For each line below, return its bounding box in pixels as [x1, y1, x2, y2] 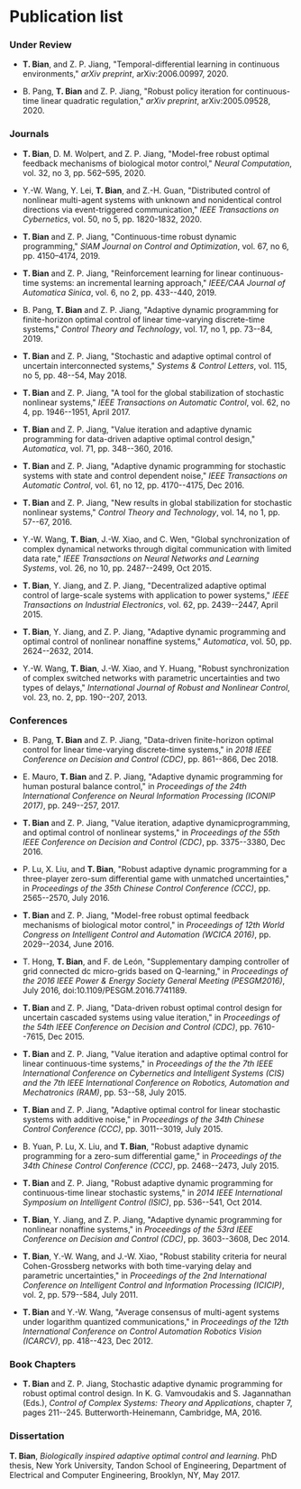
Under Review [9, 39, 72, 51]
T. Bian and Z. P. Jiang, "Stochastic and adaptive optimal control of [22, 350, 272, 362]
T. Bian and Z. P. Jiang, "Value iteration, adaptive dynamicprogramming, [22, 818, 291, 829]
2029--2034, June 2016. [22, 939, 114, 950]
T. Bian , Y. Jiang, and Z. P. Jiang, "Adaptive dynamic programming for [22, 1215, 282, 1226]
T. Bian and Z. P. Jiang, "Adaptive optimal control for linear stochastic [22, 1105, 281, 1116]
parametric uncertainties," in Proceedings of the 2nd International [22, 1270, 268, 1282]
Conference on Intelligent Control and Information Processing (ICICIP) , [22, 1280, 285, 1291]
